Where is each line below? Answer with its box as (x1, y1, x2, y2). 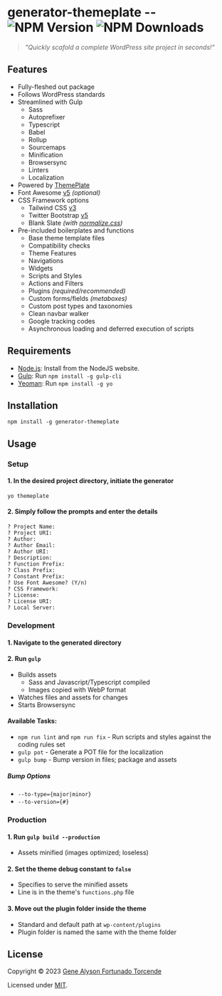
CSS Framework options (17, 196, 89, 204)
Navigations (28, 256, 64, 265)
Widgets (28, 264, 53, 272)
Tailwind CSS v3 (28, 203, 77, 212)
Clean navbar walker (28, 309, 89, 317)
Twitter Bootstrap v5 (28, 211, 89, 219)
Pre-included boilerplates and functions (17, 226, 134, 235)
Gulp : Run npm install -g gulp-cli (17, 371, 122, 380)
